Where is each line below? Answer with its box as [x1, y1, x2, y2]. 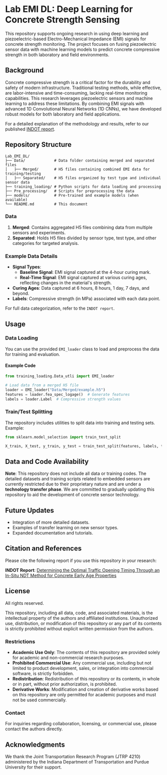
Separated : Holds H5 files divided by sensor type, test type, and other [12, 235, 157, 241]
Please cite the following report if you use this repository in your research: [5, 557, 157, 563]
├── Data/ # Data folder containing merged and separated [5, 158, 155, 163]
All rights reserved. [5, 600, 44, 606]
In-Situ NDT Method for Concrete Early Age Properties [5, 572, 117, 578]
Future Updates [5, 506, 54, 515]
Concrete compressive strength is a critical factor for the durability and [5, 79, 151, 85]
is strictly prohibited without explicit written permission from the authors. [5, 626, 154, 632]
